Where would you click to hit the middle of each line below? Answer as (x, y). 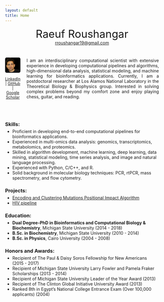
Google (13, 93)
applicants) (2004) (31, 294)
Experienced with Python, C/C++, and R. (53, 168)
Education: (18, 215)
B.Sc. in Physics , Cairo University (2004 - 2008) (61, 238)
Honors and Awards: (30, 251)
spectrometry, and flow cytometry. (47, 178)
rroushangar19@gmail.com (82, 43)
